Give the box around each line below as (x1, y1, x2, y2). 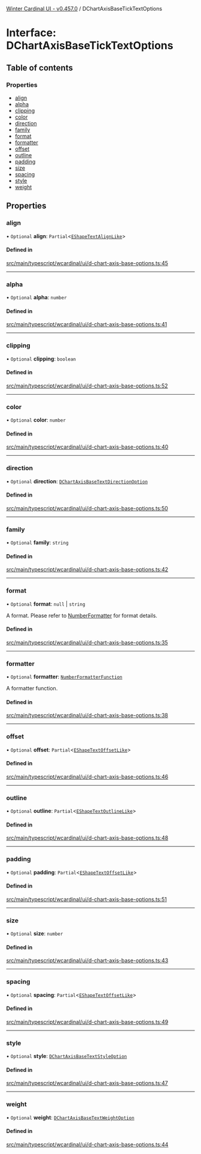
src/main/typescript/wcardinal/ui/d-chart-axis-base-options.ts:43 (6, 957, 169, 964)
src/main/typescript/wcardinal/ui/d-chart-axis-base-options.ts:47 (6, 1080, 169, 1087)
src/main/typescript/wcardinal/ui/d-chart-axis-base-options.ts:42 (6, 566, 169, 573)
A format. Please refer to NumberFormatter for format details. (6, 612, 157, 619)
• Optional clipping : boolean (6, 355, 76, 362)
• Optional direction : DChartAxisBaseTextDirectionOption (6, 477, 148, 485)
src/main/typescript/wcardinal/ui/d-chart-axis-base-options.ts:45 (6, 259, 169, 266)
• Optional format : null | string (6, 600, 86, 608)
